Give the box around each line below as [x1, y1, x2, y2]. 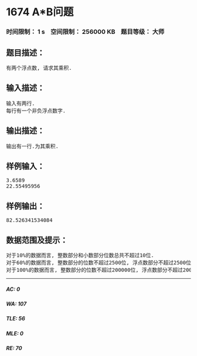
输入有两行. [6, 100, 35, 107]
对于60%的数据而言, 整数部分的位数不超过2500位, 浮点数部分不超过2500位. [6, 259, 195, 266]
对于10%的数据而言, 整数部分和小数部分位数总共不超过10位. [6, 252, 154, 258]
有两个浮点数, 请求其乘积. [6, 64, 72, 71]
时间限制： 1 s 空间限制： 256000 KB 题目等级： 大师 [6, 28, 165, 36]
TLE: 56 [6, 315, 25, 322]
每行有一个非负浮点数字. [6, 107, 66, 114]
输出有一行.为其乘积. [6, 143, 59, 149]
